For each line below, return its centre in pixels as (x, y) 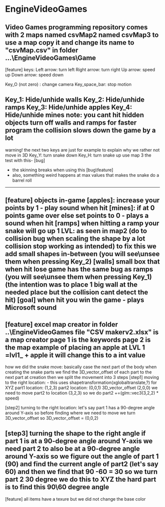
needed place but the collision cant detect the (77, 292)
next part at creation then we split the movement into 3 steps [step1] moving (82, 377)
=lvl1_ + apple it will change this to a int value (75, 355)
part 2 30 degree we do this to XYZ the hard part (81, 480)
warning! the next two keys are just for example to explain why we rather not (82, 150)
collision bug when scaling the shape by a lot (75, 239)
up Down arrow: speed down (34, 75)
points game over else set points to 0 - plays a (77, 216)
